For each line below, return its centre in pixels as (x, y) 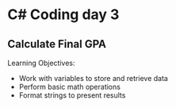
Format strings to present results (72, 95)
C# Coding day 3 (63, 15)
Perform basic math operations (69, 87)
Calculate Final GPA (57, 44)
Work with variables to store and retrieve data (93, 78)
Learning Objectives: (42, 63)
